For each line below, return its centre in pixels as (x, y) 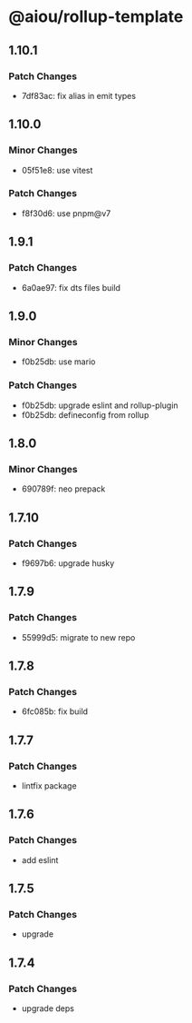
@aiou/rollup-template (96, 17)
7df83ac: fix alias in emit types (79, 95)
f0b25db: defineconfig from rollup (85, 414)
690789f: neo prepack (63, 489)
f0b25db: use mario (58, 362)
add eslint (40, 859)
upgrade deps (48, 1008)
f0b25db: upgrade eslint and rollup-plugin (100, 405)
